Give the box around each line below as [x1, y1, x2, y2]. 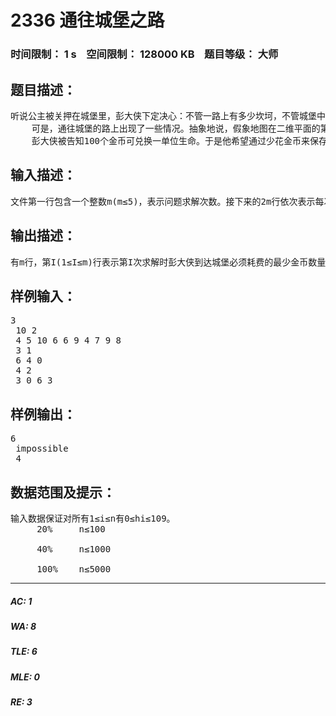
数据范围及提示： [10, 484, 116, 501]
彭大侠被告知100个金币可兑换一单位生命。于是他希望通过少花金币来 [31, 135, 310, 146]
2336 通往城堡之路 [10, 9, 165, 32]
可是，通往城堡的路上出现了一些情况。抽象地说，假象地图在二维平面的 [31, 122, 321, 134]
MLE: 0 [10, 671, 40, 683]
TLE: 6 [10, 646, 38, 658]
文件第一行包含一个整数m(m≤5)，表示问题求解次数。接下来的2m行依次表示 [10, 196, 316, 207]
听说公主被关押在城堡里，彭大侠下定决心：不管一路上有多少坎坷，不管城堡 [10, 110, 317, 121]
